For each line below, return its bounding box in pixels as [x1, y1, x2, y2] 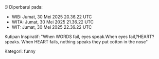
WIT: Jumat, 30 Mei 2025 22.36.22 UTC [11, 24, 92, 30]
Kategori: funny [4, 48, 36, 54]
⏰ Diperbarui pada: [4, 4, 43, 10]
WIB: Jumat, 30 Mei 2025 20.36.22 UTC [11, 14, 92, 20]
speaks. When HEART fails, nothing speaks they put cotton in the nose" [4, 39, 148, 44]
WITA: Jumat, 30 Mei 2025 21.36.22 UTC [11, 19, 94, 25]
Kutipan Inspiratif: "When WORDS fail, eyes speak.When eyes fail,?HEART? [4, 34, 155, 39]
